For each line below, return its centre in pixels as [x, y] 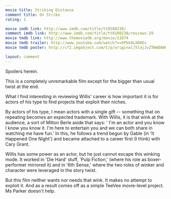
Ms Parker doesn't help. [30, 191]
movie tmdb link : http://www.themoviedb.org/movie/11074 [67, 38]
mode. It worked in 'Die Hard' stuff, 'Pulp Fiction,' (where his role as [76, 159]
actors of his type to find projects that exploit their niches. [66, 102]
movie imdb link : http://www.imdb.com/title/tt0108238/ [66, 29]
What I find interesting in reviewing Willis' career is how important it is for [82, 96]
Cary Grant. [17, 144]
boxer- [154, 159]
